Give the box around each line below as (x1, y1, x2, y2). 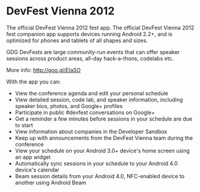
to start (14, 121, 33, 128)
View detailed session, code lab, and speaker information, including (14, 96, 183, 103)
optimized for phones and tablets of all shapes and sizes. (6, 37, 148, 44)
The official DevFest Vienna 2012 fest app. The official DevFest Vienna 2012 (6, 24, 195, 31)
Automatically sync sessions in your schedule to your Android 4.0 (14, 160, 178, 167)
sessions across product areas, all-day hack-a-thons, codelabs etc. (6, 55, 174, 62)
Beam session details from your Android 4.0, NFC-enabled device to (14, 172, 185, 179)
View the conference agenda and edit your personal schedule (14, 89, 169, 97)
